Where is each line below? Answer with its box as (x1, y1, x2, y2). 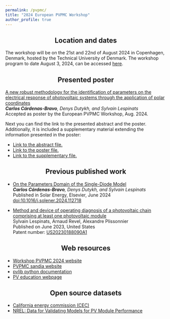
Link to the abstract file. (12, 142, 63, 148)
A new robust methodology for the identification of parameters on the (5, 89, 152, 95)
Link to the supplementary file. (12, 152, 77, 158)
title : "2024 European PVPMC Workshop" (5, 12, 90, 17)
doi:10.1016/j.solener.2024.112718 (12, 197, 82, 203)
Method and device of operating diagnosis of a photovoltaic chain (12, 207, 152, 213)
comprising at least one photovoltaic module (12, 212, 107, 218)
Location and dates (54, 36, 117, 45)
